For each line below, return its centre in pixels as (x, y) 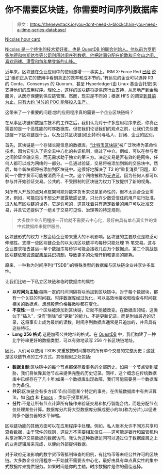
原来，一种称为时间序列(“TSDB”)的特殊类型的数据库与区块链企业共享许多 (78, 265)
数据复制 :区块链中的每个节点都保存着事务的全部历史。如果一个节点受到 (83, 367)
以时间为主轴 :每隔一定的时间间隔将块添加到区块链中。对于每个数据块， (83, 292)
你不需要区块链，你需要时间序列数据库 (82, 10)
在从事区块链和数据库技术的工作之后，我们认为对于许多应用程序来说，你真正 (81, 122)
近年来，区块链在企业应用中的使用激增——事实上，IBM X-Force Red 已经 (78, 71)
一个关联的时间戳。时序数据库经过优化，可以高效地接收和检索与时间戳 (86, 298)
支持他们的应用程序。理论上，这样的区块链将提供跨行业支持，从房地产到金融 (81, 90)
